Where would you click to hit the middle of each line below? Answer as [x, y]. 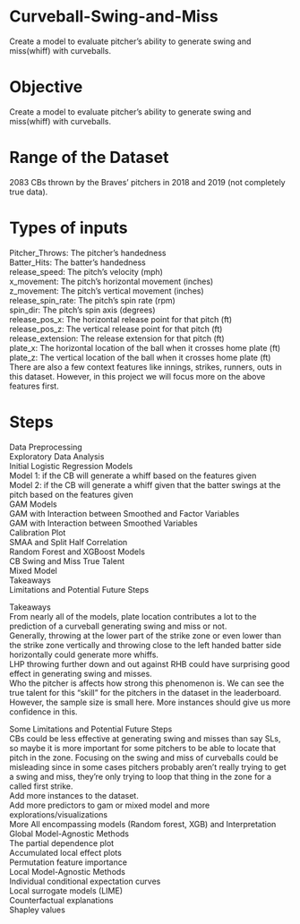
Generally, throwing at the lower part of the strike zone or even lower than [146, 635]
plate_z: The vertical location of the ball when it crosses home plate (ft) [140, 357]
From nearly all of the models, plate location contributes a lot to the [133, 616]
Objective [46, 87]
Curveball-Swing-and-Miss [114, 17]
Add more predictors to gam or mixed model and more [110, 805]
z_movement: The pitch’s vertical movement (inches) [107, 291]
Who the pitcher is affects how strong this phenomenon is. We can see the [147, 683]
